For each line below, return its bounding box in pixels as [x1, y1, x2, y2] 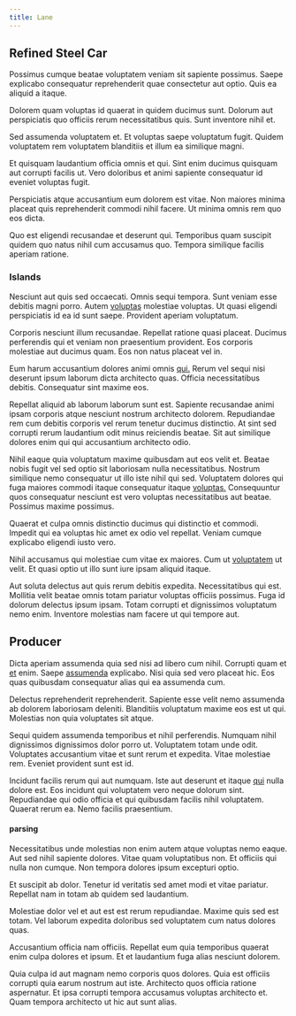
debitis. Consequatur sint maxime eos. [9, 381, 149, 392]
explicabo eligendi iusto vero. [9, 536, 117, 547]
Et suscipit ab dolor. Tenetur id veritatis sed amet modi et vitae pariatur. [9, 879, 269, 889]
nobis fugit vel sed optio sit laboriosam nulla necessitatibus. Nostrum [9, 463, 261, 473]
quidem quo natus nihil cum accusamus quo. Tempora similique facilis [9, 240, 265, 250]
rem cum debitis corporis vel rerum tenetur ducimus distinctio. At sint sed [9, 418, 277, 428]
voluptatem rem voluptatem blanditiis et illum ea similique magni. [9, 141, 245, 151]
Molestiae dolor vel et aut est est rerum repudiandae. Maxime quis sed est [9, 905, 279, 916]
